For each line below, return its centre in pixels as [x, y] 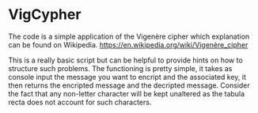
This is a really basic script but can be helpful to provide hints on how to [125, 60]
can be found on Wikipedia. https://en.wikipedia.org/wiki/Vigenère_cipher [128, 44]
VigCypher [45, 15]
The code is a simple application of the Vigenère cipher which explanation [129, 36]
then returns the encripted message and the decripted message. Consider [129, 85]
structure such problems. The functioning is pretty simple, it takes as [120, 68]
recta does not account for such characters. [80, 102]
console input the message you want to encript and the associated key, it [127, 77]
